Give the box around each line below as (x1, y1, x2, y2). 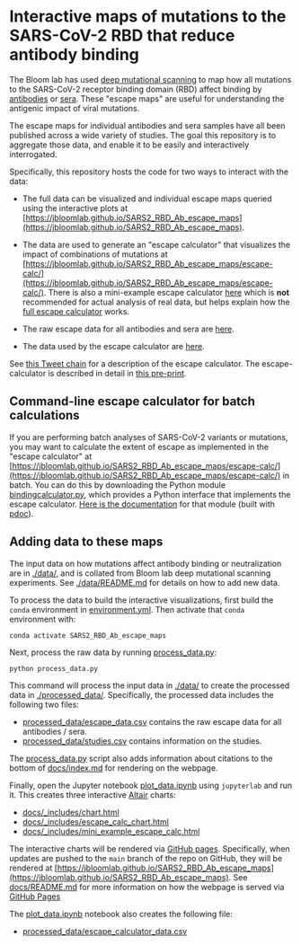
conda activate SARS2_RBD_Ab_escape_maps (9, 631, 167, 640)
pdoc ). (9, 508, 34, 518)
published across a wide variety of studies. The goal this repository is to (9, 129, 277, 140)
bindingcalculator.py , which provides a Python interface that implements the (9, 489, 291, 499)
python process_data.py (9, 664, 99, 673)
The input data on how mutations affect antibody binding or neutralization (9, 558, 282, 569)
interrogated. (9, 148, 58, 159)
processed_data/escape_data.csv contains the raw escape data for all (22, 716, 282, 727)
